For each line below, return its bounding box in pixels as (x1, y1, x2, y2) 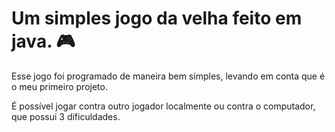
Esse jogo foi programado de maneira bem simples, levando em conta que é (11, 70, 326, 82)
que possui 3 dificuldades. (11, 110, 121, 122)
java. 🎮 (11, 30, 76, 53)
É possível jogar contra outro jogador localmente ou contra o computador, (11, 100, 316, 112)
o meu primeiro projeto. (11, 80, 108, 92)
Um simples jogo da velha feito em (11, 7, 303, 30)
